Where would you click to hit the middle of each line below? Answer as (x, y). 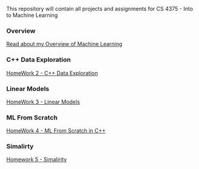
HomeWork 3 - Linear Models (43, 102)
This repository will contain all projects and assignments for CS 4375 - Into (99, 9)
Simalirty (20, 147)
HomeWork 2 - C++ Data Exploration (52, 73)
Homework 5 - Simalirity (37, 159)
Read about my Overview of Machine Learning (64, 44)
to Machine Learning (32, 15)
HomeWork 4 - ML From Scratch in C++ (56, 131)
